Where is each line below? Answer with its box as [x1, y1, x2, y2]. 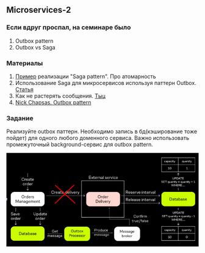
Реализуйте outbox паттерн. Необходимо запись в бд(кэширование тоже [6, 128, 197, 135]
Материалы [6, 59, 43, 67]
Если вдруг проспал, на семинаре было [6, 23, 131, 32]
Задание [6, 114, 34, 122]
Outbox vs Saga [15, 43, 56, 51]
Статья [15, 86, 34, 93]
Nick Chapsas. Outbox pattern [15, 98, 92, 106]
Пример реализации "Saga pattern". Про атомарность [15, 73, 157, 80]
